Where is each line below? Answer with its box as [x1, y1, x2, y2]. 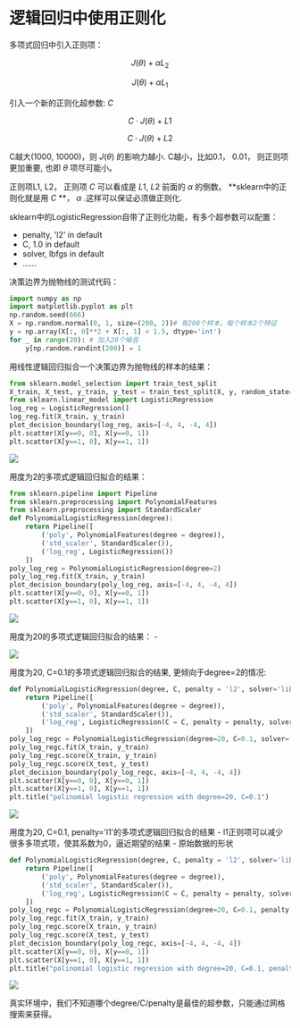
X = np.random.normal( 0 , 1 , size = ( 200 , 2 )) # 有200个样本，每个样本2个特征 [9, 319, 278, 328]
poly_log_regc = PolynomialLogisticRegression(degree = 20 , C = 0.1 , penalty [9, 906, 290, 914]
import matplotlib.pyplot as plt [9, 302, 134, 311]
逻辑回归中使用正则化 [9, 8, 167, 29]
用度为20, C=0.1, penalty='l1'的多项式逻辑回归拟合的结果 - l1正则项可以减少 [9, 827, 284, 838]
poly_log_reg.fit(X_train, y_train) [9, 572, 146, 581]
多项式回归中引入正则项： [9, 39, 104, 50]
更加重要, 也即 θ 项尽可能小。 [9, 162, 118, 173]
